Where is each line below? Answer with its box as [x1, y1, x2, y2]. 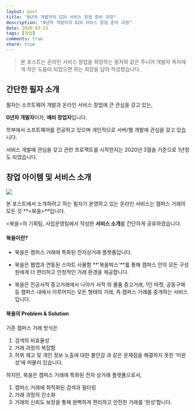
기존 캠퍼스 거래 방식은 [6, 324, 58, 331]
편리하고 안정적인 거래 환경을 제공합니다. [36, 268, 129, 275]
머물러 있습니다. [27, 359, 63, 366]
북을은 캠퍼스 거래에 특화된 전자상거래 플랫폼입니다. [14, 248, 132, 256]
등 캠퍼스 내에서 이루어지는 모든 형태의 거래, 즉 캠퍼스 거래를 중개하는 [14, 288, 173, 295]
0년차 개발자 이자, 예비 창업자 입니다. [6, 113, 88, 121]
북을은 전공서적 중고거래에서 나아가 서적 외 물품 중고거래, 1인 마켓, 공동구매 [14, 280, 186, 288]
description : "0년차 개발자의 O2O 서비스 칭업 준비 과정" [6, 19, 132, 25]
